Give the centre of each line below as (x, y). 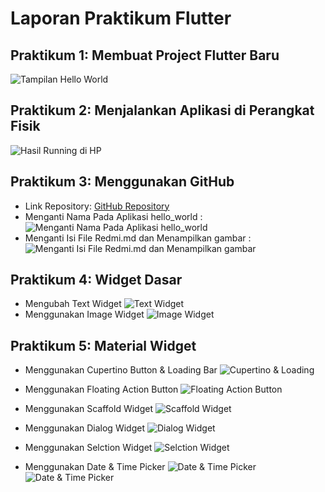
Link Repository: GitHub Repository (97, 206)
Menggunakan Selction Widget (88, 448)
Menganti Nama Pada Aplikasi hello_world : (113, 216)
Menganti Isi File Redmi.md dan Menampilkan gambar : (138, 238)
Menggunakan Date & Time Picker (95, 467)
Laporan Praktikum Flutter (121, 18)
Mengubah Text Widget (73, 304)
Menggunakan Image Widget (84, 314)
